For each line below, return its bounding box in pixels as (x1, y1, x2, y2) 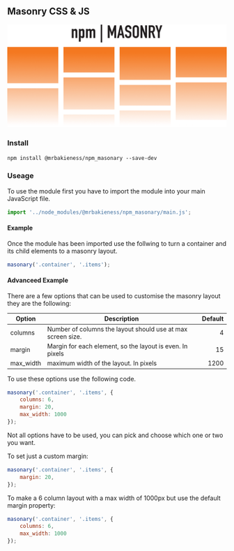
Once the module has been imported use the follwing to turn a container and (7, 239, 227, 247)
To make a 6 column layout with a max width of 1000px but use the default (7, 494, 221, 502)
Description (104, 314, 139, 323)
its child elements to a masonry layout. (7, 247, 118, 255)
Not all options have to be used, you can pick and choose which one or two (7, 431, 224, 439)
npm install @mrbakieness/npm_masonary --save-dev (7, 155, 157, 162)
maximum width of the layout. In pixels (47, 359, 157, 367)
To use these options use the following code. (7, 374, 136, 383)
